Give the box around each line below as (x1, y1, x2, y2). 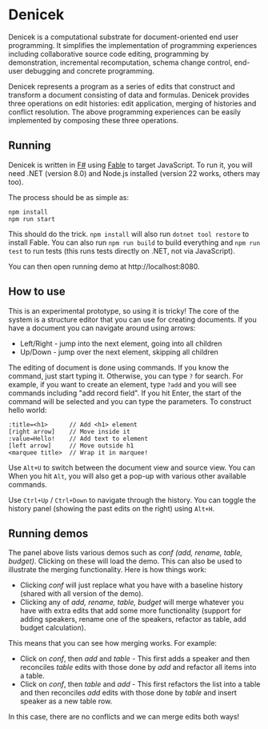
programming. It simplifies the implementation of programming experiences (8, 40, 258, 50)
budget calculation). (19, 623, 86, 633)
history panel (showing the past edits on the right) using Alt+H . (8, 503, 214, 513)
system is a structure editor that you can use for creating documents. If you (8, 314, 258, 324)
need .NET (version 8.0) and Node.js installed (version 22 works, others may (8, 168, 261, 178)
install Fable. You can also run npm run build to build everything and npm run (8, 238, 261, 247)
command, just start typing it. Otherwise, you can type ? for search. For (8, 371, 244, 381)
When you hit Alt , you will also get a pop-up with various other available (8, 471, 246, 481)
